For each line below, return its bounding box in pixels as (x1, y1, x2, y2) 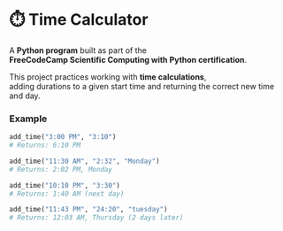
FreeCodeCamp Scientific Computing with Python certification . (9, 54, 248, 65)
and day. (9, 90, 42, 101)
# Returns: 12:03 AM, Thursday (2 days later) (9, 213, 184, 222)
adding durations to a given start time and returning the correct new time (9, 81, 275, 91)
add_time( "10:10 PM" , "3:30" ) (9, 181, 121, 189)
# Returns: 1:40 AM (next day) (9, 189, 125, 198)
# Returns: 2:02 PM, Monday (9, 165, 113, 173)
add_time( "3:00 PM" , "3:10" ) (9, 133, 117, 142)
